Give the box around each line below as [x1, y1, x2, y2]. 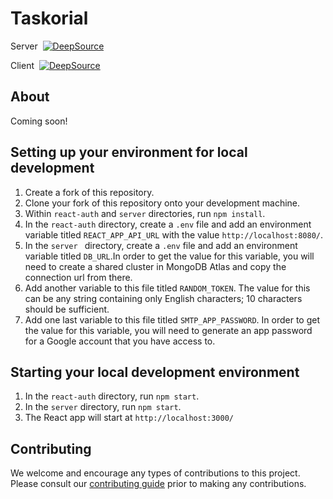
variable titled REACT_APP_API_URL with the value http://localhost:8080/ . [24, 228, 324, 241]
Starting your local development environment [10, 363, 300, 381]
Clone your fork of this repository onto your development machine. [24, 197, 301, 209]
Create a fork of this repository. [24, 186, 155, 198]
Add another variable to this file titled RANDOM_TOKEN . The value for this [24, 282, 311, 294]
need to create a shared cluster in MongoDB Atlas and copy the [24, 260, 287, 272]
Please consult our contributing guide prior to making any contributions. [10, 478, 307, 490]
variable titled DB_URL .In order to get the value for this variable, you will [24, 250, 315, 262]
